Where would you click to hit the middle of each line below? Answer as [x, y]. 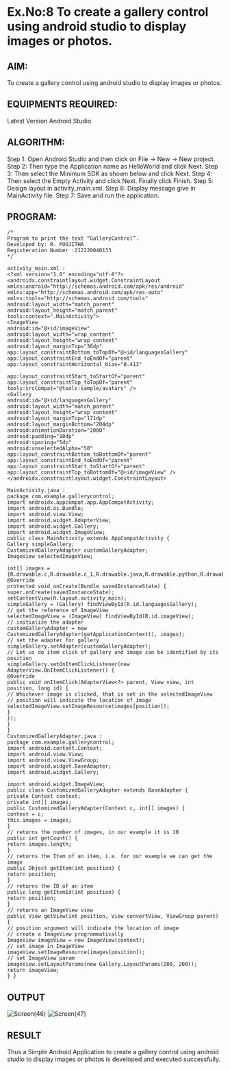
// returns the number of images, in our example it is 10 [93, 832]
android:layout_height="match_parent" [62, 311]
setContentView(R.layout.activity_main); [67, 598]
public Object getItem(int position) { [64, 868]
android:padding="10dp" [41, 437]
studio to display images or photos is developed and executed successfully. [114, 1059]
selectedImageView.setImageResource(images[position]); [88, 707]
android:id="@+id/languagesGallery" [59, 401]
